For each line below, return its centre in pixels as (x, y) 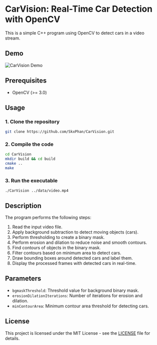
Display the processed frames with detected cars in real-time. (74, 263)
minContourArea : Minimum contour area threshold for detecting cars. (80, 306)
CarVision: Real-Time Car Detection (79, 9)
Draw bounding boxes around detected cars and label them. (72, 258)
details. (12, 338)
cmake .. (14, 164)
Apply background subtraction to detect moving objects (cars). (75, 232)
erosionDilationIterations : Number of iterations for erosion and (77, 295)
